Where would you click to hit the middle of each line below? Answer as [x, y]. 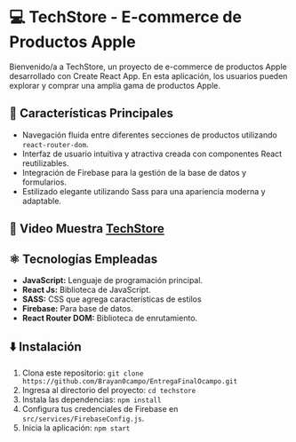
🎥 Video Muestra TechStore [87, 229]
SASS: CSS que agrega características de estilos [112, 299]
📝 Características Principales [91, 113]
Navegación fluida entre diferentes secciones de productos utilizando [149, 135]
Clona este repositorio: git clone [83, 373]
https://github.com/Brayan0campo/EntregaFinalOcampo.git [130, 381]
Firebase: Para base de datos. [77, 308]
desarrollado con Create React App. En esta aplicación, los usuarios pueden [148, 75]
